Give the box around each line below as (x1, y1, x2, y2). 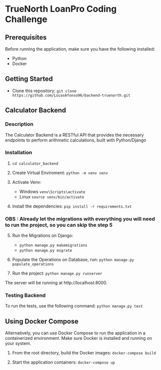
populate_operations (12, 262, 54, 267)
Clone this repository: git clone (12, 88, 77, 94)
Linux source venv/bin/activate (19, 194, 84, 199)
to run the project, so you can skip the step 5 (5, 221, 113, 228)
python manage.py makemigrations (19, 243, 88, 248)
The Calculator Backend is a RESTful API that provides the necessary (5, 132, 144, 137)
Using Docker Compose (5, 317, 79, 325)
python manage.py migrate (19, 248, 72, 253)
